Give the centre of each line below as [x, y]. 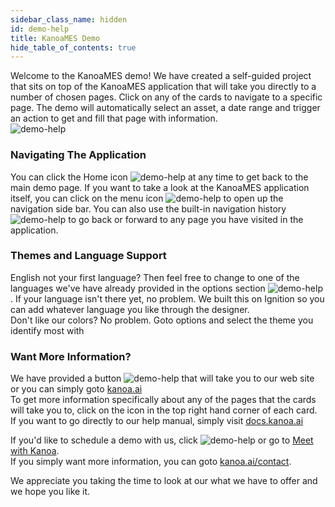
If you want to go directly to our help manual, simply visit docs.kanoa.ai [157, 421]
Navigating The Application [78, 155]
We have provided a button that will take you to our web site [162, 378]
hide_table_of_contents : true [73, 47]
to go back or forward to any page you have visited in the [186, 219]
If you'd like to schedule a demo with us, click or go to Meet [162, 440]
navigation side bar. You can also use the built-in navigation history [148, 208]
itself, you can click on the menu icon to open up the [147, 198]
